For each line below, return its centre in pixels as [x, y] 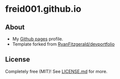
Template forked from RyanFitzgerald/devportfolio [63, 44]
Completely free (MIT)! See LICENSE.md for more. [56, 71]
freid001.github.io [43, 9]
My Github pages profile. [38, 39]
